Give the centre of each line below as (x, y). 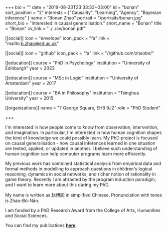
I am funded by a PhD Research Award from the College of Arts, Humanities (83, 210)
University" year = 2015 (29, 98)
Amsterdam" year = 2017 (31, 83)
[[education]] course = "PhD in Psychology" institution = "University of (78, 63)
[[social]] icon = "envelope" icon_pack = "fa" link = (58, 38)
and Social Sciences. (27, 215)
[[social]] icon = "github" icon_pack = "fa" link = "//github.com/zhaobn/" (80, 53)
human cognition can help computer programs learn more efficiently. (76, 154)
